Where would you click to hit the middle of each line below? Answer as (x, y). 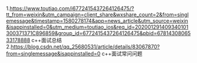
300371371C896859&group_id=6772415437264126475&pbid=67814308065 (98, 33)
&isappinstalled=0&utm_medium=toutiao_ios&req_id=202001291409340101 (97, 27)
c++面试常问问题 (122, 54)
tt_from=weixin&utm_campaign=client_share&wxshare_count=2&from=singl (97, 15)
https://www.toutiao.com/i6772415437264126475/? (72, 8)
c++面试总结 (47, 40)
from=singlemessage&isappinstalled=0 (53, 54)
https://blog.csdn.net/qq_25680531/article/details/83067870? (85, 47)
